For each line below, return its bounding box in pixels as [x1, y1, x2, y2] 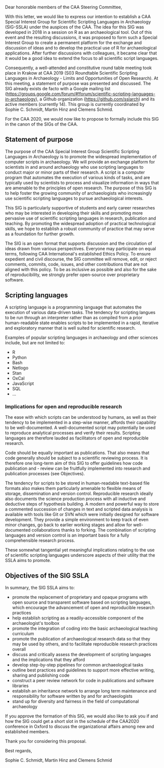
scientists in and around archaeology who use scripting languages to [5, 164, 144, 170]
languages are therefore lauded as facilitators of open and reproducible [5, 435, 149, 441]
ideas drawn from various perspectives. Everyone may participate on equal [5, 245, 156, 252]
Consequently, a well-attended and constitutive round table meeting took [5, 65, 152, 71]
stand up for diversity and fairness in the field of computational [12, 698, 139, 704]
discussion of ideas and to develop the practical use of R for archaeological [5, 45, 157, 51]
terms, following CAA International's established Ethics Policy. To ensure [5, 251, 151, 256]
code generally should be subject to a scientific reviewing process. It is [5, 455, 148, 461]
